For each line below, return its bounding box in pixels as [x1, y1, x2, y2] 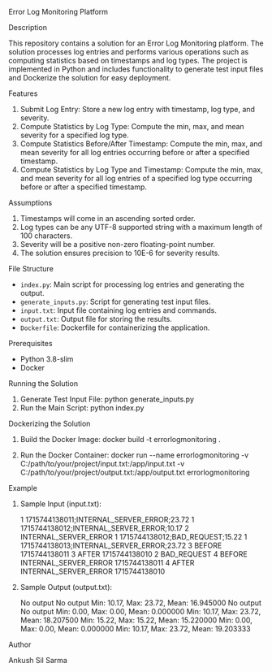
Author [8, 639, 32, 649]
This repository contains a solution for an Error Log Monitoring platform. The [8, 38, 264, 48]
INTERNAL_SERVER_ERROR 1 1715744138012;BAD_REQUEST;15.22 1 [19, 532, 248, 541]
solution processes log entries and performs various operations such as [8, 47, 249, 56]
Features [8, 89, 38, 98]
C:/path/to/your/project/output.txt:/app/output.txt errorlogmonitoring [19, 467, 250, 477]
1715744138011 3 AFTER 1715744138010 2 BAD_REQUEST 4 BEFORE [19, 549, 248, 559]
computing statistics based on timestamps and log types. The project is [8, 56, 248, 65]
